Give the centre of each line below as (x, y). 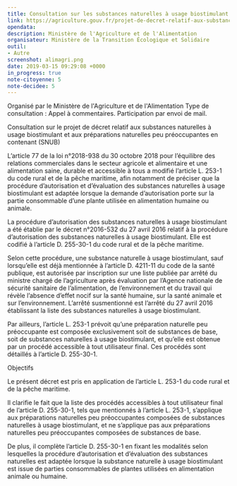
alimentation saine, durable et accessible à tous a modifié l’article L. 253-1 (115, 171)
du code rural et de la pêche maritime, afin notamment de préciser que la (114, 178)
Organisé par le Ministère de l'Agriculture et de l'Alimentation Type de (108, 106)
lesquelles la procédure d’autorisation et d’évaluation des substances (108, 454)
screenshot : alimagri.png (45, 60)
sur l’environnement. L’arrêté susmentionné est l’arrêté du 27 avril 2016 (110, 303)
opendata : (22, 27)
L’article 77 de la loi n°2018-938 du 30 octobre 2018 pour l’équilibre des (111, 156)
